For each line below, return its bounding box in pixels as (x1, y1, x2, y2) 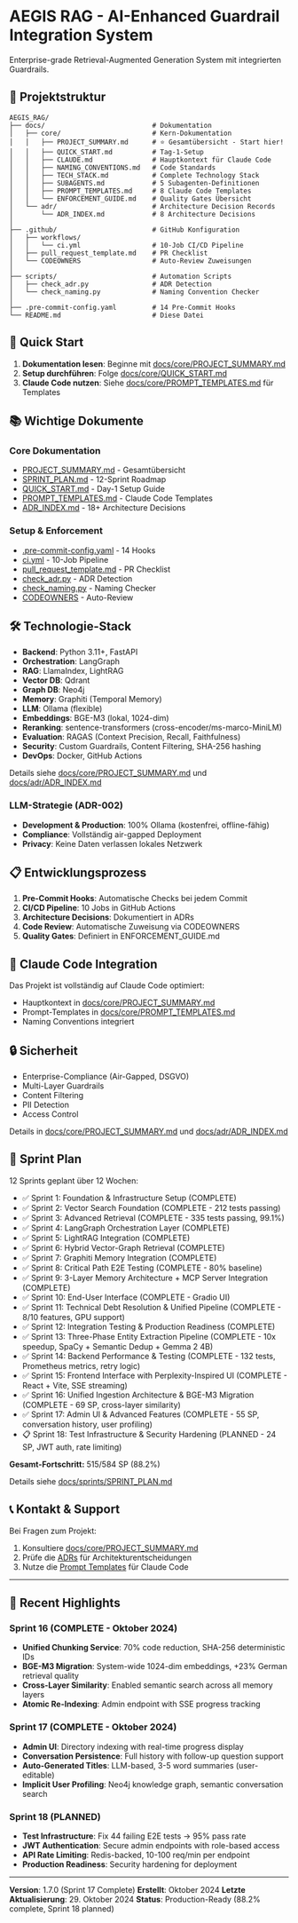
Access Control (21, 1109, 79, 1120)
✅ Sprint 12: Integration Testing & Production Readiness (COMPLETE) (21, 1321, 276, 1332)
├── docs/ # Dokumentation (9, 121, 213, 130)
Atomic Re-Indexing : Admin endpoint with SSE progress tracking (21, 1698, 261, 1710)
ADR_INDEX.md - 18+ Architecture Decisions (21, 503, 186, 513)
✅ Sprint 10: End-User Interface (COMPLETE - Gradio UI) (21, 1292, 231, 1302)
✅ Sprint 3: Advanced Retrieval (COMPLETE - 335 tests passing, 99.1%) (21, 1212, 286, 1223)
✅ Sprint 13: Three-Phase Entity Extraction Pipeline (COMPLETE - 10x (21, 1331, 277, 1341)
